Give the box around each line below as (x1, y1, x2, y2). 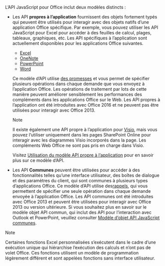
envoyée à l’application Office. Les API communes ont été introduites (12, 194, 154, 199)
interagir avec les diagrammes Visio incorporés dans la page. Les (12, 137, 147, 143)
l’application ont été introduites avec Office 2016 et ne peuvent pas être (12, 102, 159, 108)
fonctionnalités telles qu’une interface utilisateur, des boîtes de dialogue (12, 172, 160, 178)
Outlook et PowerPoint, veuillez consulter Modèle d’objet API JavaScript (12, 215, 160, 221)
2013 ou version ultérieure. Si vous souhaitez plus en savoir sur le (12, 204, 147, 210)
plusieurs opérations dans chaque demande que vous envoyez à (12, 81, 145, 87)
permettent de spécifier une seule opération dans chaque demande (12, 188, 151, 194)
